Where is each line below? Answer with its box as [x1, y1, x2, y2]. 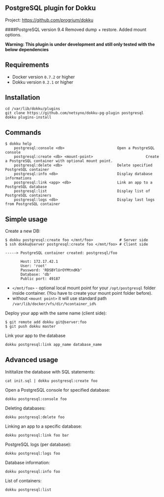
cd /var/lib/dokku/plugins [5, 106, 60, 111]
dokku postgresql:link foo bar [5, 433, 69, 437]
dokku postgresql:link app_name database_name [5, 342, 102, 347]
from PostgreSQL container [5, 202, 60, 207]
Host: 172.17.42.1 [20, 259, 58, 264]
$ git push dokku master [5, 324, 56, 329]
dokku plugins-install [5, 115, 52, 120]
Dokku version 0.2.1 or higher [12, 79, 74, 85]
